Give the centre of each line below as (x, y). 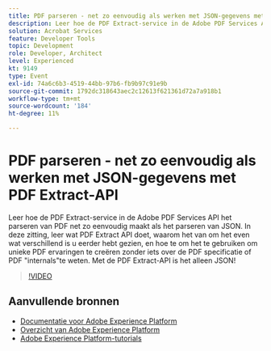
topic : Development (41, 46)
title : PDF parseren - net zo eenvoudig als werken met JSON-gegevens (129, 16)
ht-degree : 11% (34, 114)
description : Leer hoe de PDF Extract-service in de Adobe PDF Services (133, 23)
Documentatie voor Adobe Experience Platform (98, 321)
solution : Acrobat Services (56, 31)
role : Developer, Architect (56, 53)
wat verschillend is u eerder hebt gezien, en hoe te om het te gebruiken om (133, 243)
